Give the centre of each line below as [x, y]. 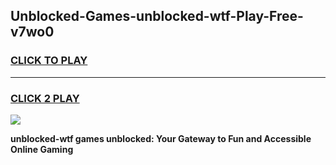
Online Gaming [42, 149]
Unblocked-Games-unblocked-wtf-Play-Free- [157, 16]
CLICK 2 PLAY [45, 98]
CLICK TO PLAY [49, 61]
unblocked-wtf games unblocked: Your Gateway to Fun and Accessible [161, 138]
